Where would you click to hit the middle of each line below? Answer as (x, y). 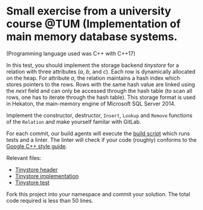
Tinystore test (32, 182)
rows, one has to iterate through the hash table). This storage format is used (101, 97)
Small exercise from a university (89, 11)
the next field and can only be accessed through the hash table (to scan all (99, 91)
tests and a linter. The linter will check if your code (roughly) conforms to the (101, 139)
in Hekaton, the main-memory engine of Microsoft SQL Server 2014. (91, 103)
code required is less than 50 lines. (50, 200)
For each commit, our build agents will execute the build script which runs (98, 133)
